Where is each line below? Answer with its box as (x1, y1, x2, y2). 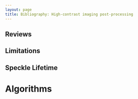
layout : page (5, 7, 32, 12)
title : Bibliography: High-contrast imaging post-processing (5, 12, 134, 17)
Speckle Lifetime (5, 64, 58, 72)
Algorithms (5, 83, 52, 94)
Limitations (5, 47, 40, 55)
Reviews (5, 30, 32, 38)
